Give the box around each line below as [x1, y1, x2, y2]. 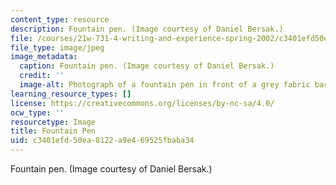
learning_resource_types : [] [10, 89, 132, 99]
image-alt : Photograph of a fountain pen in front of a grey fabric [19, 80, 311, 90]
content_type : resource [10, 14, 110, 25]
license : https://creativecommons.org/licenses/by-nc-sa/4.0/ [10, 98, 275, 108]
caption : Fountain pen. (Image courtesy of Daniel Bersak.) [19, 61, 275, 71]
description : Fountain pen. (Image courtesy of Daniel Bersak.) [10, 24, 284, 34]
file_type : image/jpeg [10, 42, 105, 53]
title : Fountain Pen [10, 126, 97, 136]
